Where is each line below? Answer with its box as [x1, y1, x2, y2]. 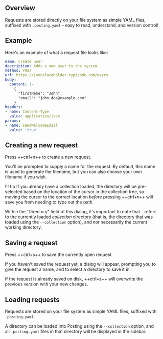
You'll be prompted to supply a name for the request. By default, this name [5, 164, 156, 169]
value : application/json [9, 114, 60, 119]
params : [5, 118, 21, 123]
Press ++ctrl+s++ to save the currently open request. [5, 252, 113, 257]
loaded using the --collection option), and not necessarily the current [5, 219, 148, 225]
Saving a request [5, 238, 58, 247]
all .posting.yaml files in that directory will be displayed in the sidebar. [5, 329, 147, 335]
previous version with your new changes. [5, 281, 88, 287]
